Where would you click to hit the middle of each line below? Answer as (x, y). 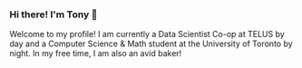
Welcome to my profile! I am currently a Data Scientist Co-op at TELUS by (147, 34)
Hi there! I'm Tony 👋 (54, 15)
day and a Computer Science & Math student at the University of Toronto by (151, 44)
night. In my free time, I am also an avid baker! (96, 53)
